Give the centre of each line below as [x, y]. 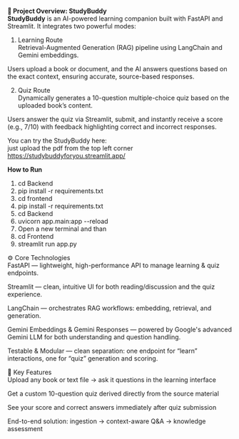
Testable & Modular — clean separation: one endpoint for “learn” [102, 351]
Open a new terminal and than [62, 229]
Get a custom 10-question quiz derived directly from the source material [113, 393]
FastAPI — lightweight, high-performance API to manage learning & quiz [113, 265]
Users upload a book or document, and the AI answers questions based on [117, 69]
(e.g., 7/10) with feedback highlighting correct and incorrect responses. [112, 127]
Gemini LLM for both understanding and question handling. [94, 337]
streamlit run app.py [47, 244]
